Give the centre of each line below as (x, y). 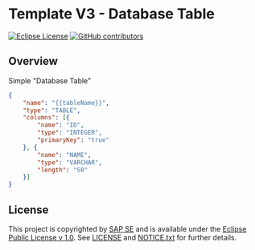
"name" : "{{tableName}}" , (66, 103)
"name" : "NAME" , (64, 155)
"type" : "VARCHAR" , (70, 162)
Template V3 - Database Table (111, 14)
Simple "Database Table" (50, 80)
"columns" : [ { (46, 118)
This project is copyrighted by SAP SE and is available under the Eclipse (127, 228)
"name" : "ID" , (61, 125)
